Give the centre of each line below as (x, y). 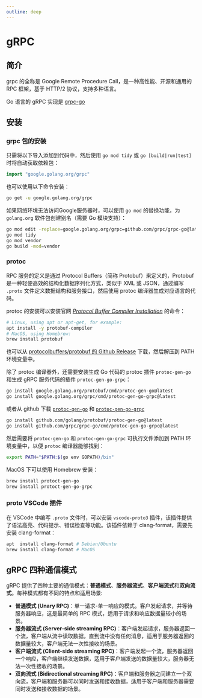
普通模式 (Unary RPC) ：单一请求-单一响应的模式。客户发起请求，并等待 (104, 606)
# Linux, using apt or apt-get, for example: (64, 322)
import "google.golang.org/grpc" (48, 174)
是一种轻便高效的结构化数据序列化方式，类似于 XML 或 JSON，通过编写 (95, 283)
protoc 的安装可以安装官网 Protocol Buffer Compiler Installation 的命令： (96, 311)
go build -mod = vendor (33, 246)
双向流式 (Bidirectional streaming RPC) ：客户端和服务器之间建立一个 (101, 674)
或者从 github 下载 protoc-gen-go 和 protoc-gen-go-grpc (75, 409)
